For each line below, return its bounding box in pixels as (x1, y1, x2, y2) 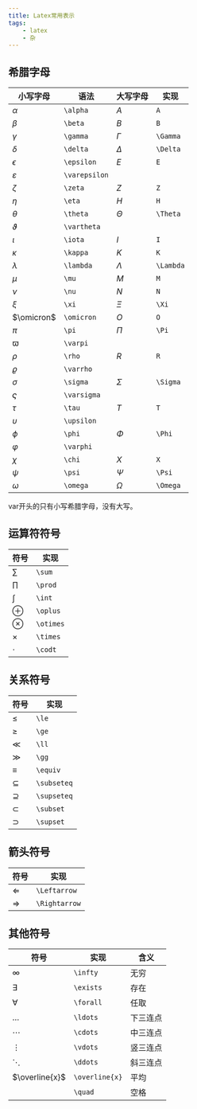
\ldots (73, 1013, 98, 1022)
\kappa (63, 248, 89, 257)
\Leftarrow (36, 885, 77, 895)
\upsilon (63, 416, 97, 426)
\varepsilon (63, 170, 109, 180)
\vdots (73, 1043, 98, 1052)
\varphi (63, 443, 93, 451)
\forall (73, 998, 102, 1007)
